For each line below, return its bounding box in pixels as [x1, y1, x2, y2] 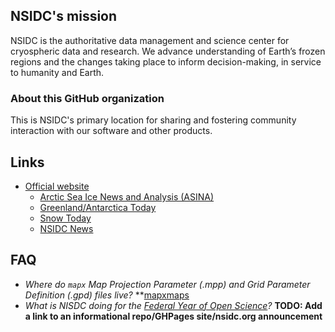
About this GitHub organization [10, 91, 165, 105]
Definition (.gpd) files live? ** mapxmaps [24, 289, 190, 301]
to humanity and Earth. [10, 66, 105, 78]
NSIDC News [39, 222, 94, 234]
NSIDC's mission [10, 8, 118, 25]
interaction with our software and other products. [10, 125, 213, 137]
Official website [24, 180, 90, 192]
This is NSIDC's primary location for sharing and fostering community [10, 114, 297, 126]
